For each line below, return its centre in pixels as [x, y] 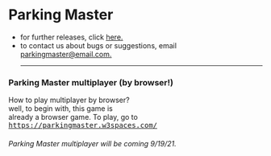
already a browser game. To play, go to [73, 117]
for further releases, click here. [71, 37]
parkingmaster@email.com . [66, 54]
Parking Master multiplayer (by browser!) [91, 82]
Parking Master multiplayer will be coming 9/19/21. [92, 143]
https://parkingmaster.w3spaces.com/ [83, 125]
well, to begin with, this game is [60, 109]
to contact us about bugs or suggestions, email [98, 45]
